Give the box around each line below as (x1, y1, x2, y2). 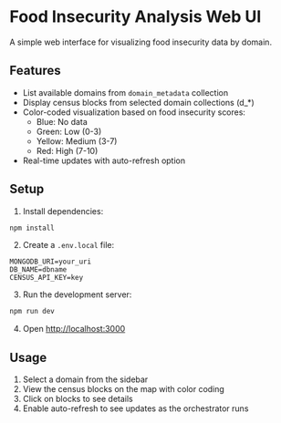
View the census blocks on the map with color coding (22, 384, 225, 395)
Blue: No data (36, 116, 88, 127)
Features (9, 63, 61, 78)
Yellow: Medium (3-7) (36, 135, 118, 147)
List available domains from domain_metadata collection (22, 87, 229, 98)
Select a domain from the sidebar (22, 374, 149, 385)
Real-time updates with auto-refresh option (22, 155, 185, 166)
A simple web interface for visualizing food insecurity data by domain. (9, 36, 272, 47)
